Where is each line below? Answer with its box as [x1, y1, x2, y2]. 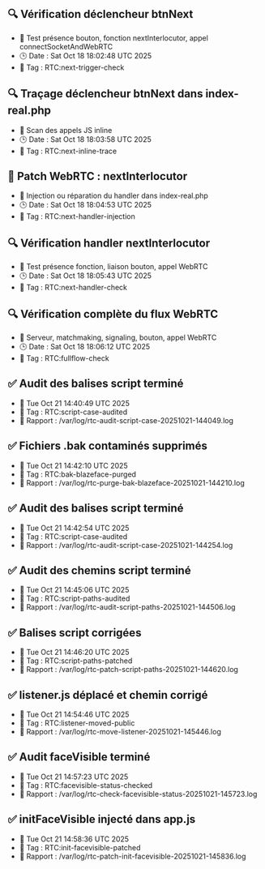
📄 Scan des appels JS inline [19, 125, 113, 135]
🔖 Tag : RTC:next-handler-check [19, 283, 127, 293]
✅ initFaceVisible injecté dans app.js [7, 812, 196, 826]
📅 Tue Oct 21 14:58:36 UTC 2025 [19, 834, 130, 844]
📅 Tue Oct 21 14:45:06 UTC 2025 [19, 585, 130, 595]
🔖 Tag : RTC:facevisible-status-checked [19, 780, 153, 790]
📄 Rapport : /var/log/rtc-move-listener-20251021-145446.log [19, 726, 222, 736]
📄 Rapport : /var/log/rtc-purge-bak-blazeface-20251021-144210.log [19, 477, 245, 487]
